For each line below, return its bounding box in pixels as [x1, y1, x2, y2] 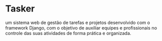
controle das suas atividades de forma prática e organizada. [5, 30, 131, 36]
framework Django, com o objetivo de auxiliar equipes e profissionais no [5, 24, 157, 30]
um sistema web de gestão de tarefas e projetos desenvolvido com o [5, 19, 150, 25]
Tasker [5, 3, 35, 14]
